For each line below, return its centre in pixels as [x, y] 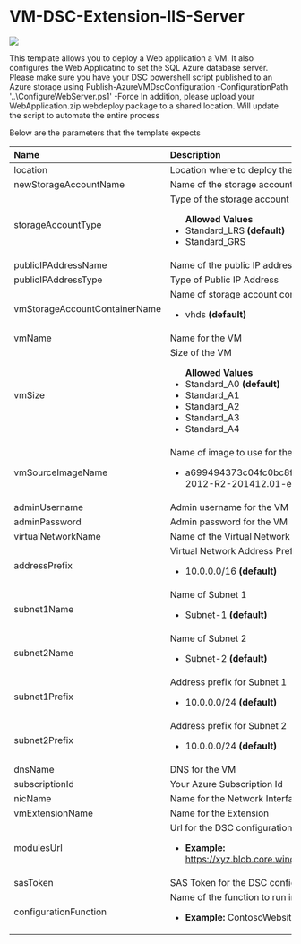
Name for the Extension [219, 813]
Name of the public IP [215, 264]
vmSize [30, 394]
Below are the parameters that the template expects [105, 133]
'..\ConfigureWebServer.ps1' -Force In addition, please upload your [132, 96]
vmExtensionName [54, 813]
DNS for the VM [203, 769]
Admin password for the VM [229, 522]
